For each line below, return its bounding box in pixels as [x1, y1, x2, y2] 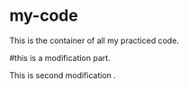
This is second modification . [9, 69, 117, 81]
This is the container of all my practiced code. [9, 35, 180, 46]
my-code [9, 5, 78, 26]
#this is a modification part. [9, 52, 111, 63]
